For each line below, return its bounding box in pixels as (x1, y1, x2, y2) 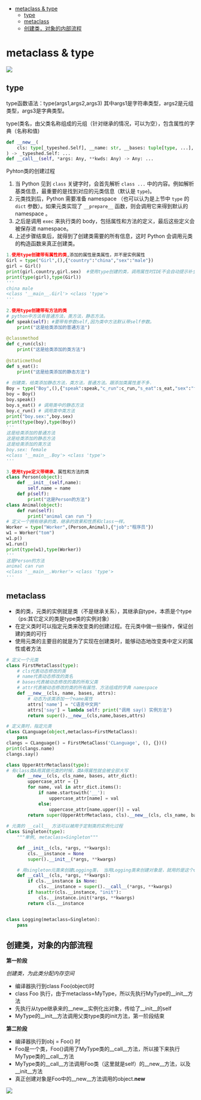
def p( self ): (17, 491, 50, 497)
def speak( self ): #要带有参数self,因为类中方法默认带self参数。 (6, 318, 154, 325)
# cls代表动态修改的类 (17, 668, 66, 674)
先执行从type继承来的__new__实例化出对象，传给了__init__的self (14, 1005, 172, 1012)
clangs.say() (6, 751, 39, 757)
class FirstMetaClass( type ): (6, 663, 79, 668)
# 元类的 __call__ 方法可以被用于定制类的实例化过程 (6, 823, 123, 829)
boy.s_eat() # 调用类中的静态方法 (6, 402, 84, 408)
